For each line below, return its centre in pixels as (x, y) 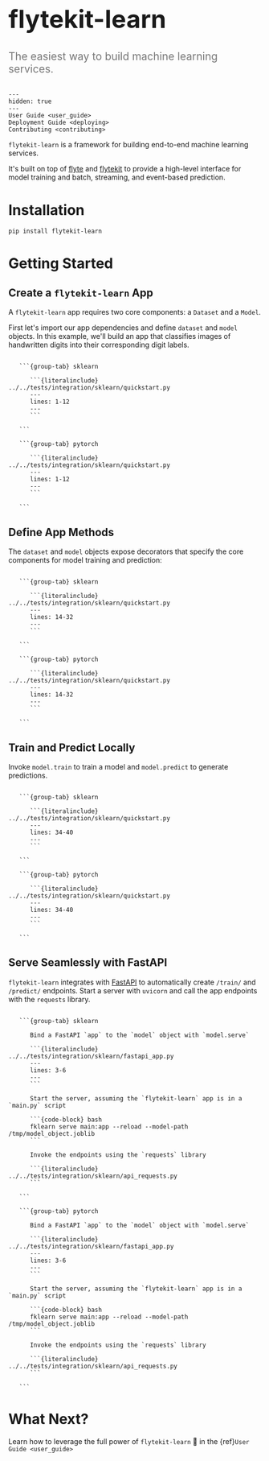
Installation (47, 210)
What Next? (49, 1419)
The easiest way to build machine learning (113, 57)
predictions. (28, 775)
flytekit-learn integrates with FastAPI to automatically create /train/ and (132, 982)
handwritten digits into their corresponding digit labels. (99, 345)
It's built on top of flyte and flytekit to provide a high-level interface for (125, 169)
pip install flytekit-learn (55, 231)
